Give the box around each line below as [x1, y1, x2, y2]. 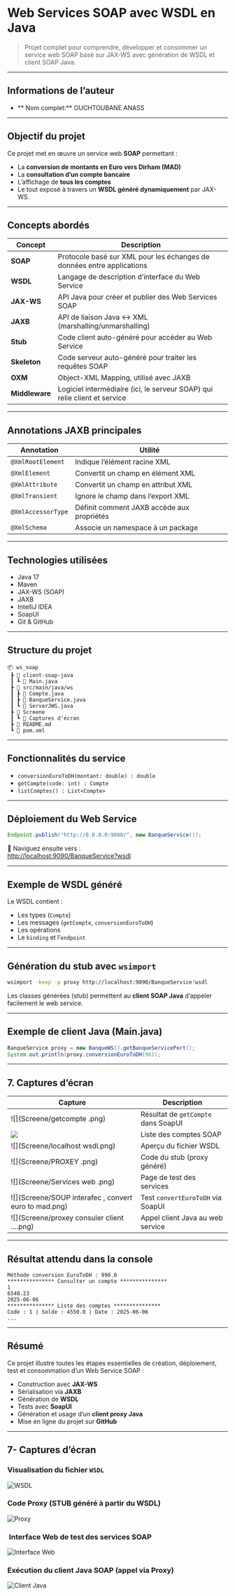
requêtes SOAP [57, 361, 108, 371]
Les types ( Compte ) [17, 911, 71, 920]
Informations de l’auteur [7, 85, 115, 97]
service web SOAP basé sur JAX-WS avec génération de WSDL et [24, 51, 215, 59]
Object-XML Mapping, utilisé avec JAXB [57, 373, 191, 383]
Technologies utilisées [7, 554, 108, 566]
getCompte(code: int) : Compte [17, 780, 109, 787]
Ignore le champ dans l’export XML [74, 491, 190, 501]
